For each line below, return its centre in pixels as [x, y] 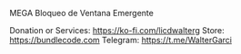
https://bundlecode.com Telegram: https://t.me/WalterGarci [120, 40]
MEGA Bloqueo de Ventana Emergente [82, 13]
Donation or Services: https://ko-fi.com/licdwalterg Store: [117, 30]
